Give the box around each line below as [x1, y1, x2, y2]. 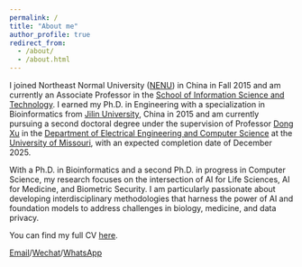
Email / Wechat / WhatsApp [9, 247, 102, 258]
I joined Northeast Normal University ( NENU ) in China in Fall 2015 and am [9, 80, 281, 90]
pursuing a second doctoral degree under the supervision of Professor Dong [9, 118, 294, 129]
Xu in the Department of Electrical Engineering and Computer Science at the [9, 128, 293, 138]
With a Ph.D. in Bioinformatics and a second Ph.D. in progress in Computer [9, 164, 286, 175]
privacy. [9, 213, 40, 223]
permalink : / [9, 13, 59, 23]
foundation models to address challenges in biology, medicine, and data [9, 203, 277, 213]
